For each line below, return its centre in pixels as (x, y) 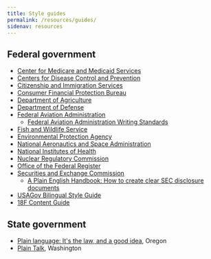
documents (43, 188)
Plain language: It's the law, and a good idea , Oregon (92, 241)
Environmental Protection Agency (64, 137)
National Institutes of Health (56, 152)
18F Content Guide (43, 203)
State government (47, 224)
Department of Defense (51, 107)
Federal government (52, 54)
